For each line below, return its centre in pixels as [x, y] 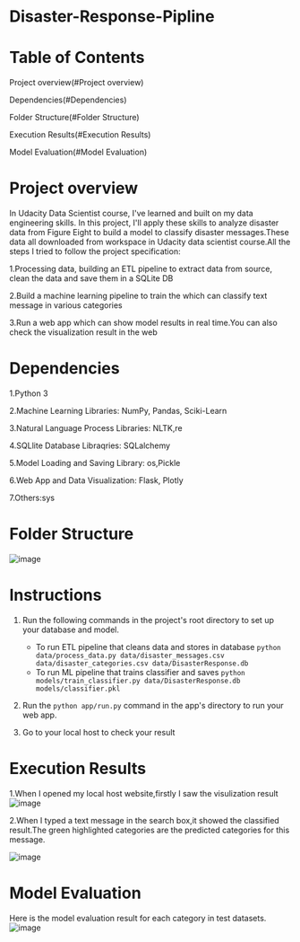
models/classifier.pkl [78, 689]
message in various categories [66, 305]
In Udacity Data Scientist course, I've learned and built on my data [131, 214]
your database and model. [70, 629]
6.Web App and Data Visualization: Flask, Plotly [96, 480]
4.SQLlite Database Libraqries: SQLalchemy [90, 445]
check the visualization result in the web [84, 332]
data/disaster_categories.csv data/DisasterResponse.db [142, 663]
